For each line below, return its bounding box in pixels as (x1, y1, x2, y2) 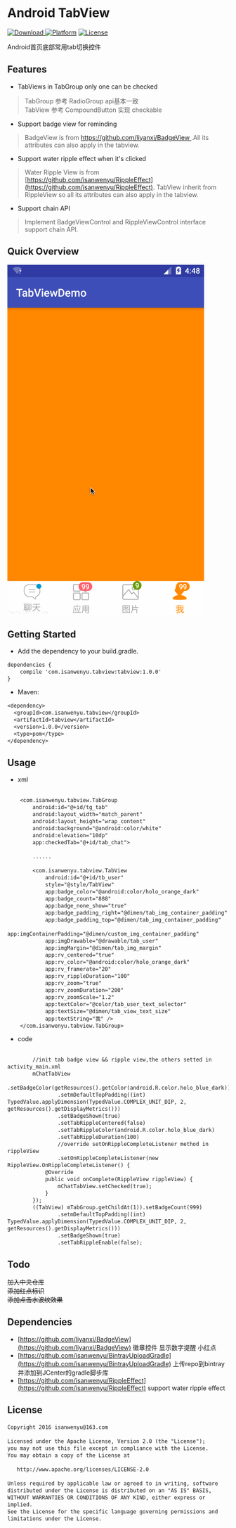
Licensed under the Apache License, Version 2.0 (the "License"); (7, 1437, 206, 1445)
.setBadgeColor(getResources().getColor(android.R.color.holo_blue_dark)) (7, 1085, 231, 1092)
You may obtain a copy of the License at (7, 1451, 131, 1459)
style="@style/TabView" (44, 881, 114, 889)
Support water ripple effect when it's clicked (17, 154, 146, 163)
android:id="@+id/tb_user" (44, 874, 124, 881)
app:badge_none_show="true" (44, 903, 128, 910)
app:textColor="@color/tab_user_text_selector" (44, 1001, 188, 1008)
